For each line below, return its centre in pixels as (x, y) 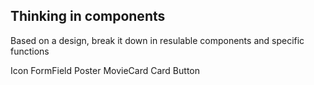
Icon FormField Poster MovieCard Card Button (105, 70)
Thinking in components (88, 16)
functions (30, 51)
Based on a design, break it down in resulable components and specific (157, 40)
